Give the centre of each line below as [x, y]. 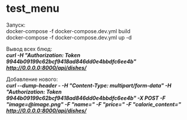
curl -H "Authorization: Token [43, 55]
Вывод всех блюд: [29, 48]
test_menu [33, 9]
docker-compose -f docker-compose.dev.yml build [68, 31]
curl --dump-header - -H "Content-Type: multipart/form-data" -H [89, 85]
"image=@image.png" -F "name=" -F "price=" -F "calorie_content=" [94, 104]
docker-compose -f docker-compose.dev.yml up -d [69, 37]
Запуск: [16, 25]
